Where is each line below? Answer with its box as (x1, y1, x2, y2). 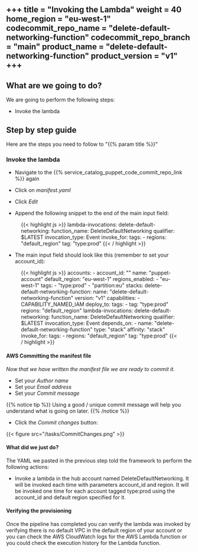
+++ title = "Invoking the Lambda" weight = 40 (6, 5, 182, 15)
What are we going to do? (6, 80, 102, 91)
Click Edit (14, 198, 38, 205)
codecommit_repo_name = (6, 23, 108, 33)
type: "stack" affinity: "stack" (93, 326, 165, 333)
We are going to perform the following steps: (6, 96, 115, 103)
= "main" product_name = (6, 42, 105, 52)
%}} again (14, 175, 40, 183)
